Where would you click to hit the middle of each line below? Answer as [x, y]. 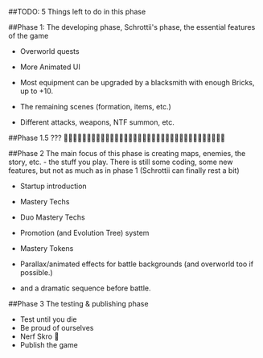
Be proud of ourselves [57, 328]
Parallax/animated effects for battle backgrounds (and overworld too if [137, 264]
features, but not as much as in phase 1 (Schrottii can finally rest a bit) [124, 171]
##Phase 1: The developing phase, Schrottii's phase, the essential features [132, 27]
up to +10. [37, 91]
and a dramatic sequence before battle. [85, 288]
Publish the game [49, 345]
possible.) [37, 272]
